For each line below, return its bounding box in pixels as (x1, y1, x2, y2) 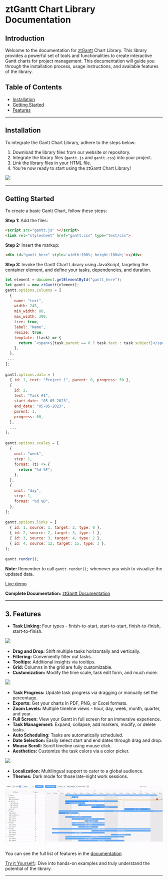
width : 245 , (14, 304, 39, 309)
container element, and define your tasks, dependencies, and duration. (5, 267, 151, 273)
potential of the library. (5, 865, 52, 871)
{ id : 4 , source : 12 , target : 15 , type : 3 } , (9, 541, 106, 546)
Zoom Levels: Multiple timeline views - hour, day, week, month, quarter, (12, 705, 161, 711)
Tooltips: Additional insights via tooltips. (12, 659, 96, 665)
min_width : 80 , (14, 309, 46, 314)
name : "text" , (14, 298, 43, 303)
